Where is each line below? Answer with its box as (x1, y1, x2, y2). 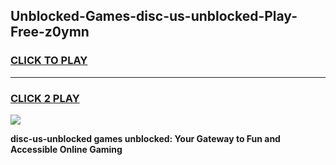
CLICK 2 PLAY (10, 91, 80, 105)
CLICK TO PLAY (10, 54, 88, 68)
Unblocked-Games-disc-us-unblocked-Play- (10, 8, 298, 25)
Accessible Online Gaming (10, 143, 123, 155)
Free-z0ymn (10, 24, 90, 41)
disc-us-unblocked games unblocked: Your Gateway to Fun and (10, 132, 281, 144)
